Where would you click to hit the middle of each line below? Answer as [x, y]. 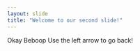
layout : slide [28, 14]
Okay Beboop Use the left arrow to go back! [70, 40]
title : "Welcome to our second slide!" [65, 20]
